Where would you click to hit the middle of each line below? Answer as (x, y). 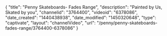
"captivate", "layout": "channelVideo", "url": (51, 23)
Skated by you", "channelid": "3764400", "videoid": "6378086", (72, 12)
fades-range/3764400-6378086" (40, 28)
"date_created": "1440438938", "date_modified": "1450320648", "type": (81, 18)
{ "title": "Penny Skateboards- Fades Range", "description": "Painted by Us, (84, 7)
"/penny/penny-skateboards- (127, 23)
